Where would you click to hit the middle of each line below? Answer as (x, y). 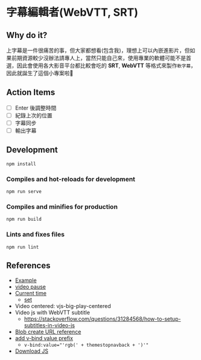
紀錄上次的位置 (33, 115)
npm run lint (23, 247)
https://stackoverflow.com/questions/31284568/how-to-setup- (102, 319)
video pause (30, 286)
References (28, 266)
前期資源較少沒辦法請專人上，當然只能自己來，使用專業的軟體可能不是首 (101, 58)
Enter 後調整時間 (36, 108)
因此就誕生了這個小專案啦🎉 (40, 73)
